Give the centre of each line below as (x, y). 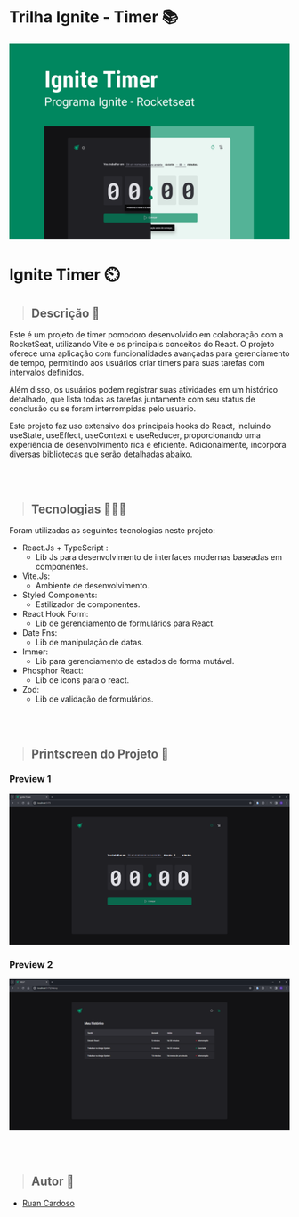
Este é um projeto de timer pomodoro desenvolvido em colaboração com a (146, 335)
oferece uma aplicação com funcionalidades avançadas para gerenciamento (150, 353)
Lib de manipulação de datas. (89, 643)
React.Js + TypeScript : (65, 548)
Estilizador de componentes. (88, 604)
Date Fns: (40, 633)
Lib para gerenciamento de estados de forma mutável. (135, 661)
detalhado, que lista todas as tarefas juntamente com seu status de (132, 399)
